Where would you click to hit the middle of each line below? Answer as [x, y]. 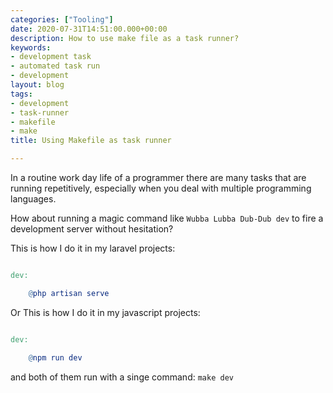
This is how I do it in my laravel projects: [93, 248]
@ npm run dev [55, 357]
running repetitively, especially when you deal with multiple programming [161, 188]
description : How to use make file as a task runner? [125, 38]
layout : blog [37, 85]
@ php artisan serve [69, 293]
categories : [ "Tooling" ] [62, 19]
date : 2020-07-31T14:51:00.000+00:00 [89, 29]
